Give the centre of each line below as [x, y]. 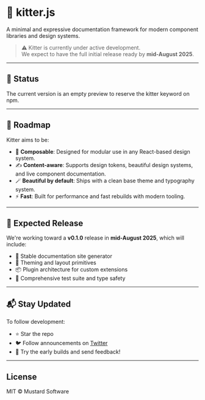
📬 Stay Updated [39, 304]
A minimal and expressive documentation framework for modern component [102, 29]
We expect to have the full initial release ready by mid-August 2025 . [107, 54]
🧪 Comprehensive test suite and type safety [70, 278]
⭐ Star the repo [34, 334]
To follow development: [36, 322]
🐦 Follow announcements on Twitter [61, 343]
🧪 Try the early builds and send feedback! [68, 352]
